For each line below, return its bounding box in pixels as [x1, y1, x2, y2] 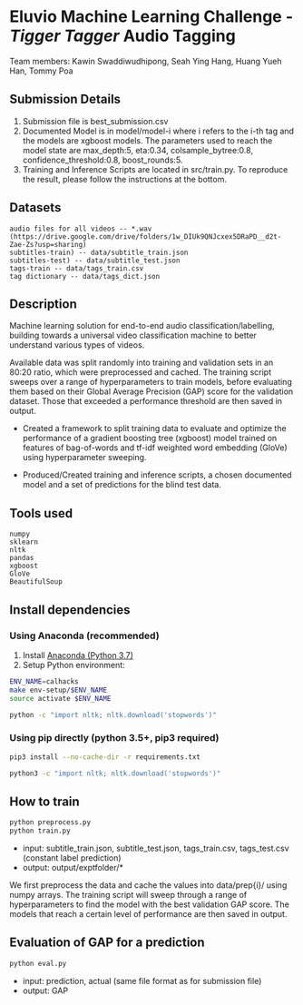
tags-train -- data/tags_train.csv [9, 263, 144, 273]
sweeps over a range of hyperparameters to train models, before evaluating [9, 377, 292, 388]
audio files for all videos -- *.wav [9, 224, 152, 233]
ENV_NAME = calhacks [9, 676, 79, 686]
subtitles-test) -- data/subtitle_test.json [9, 256, 181, 265]
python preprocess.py [9, 818, 92, 827]
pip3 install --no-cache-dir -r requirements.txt [9, 752, 201, 762]
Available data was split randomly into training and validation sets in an [9, 357, 274, 369]
